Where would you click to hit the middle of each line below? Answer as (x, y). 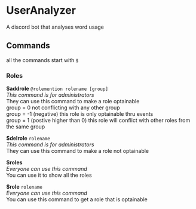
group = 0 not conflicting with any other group (63, 107)
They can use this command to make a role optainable (73, 102)
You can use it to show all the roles (49, 175)
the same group (26, 127)
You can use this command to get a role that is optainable (77, 199)
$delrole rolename (28, 139)
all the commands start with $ (42, 60)
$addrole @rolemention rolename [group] (57, 89)
